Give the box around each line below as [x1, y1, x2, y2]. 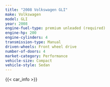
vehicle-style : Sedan [5, 63, 50, 68]
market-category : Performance [5, 53, 68, 59]
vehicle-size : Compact [5, 58, 52, 63]
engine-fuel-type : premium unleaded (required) [5, 26, 106, 31]
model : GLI [5, 16, 28, 21]
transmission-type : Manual [5, 40, 61, 45]
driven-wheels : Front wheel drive [5, 44, 77, 49]
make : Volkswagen [5, 12, 41, 17]
